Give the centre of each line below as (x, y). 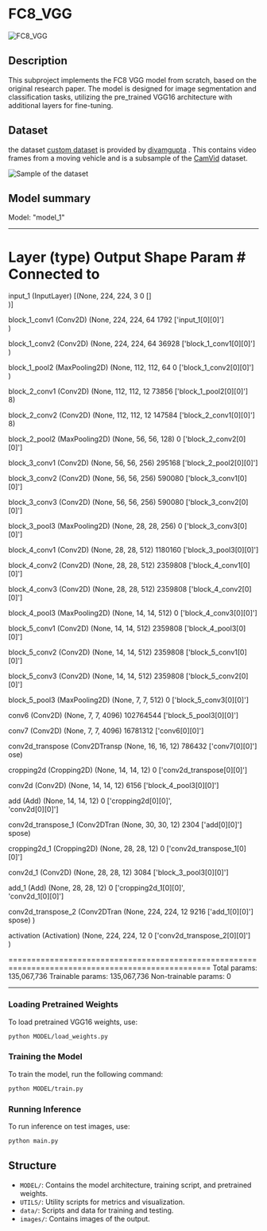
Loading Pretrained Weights (64, 1004)
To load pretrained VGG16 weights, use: (73, 1022)
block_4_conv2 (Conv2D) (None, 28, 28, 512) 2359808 (98, 565)
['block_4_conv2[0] (220, 589)
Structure (33, 1166)
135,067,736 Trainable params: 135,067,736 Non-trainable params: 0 (120, 977)
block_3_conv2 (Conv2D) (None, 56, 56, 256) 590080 (96, 479)
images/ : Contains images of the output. (85, 1218)
